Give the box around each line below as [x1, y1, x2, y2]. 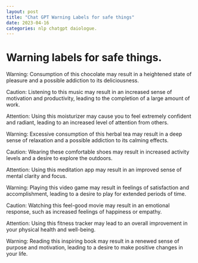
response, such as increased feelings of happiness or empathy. [6, 208, 162, 215]
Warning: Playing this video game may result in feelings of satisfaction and [6, 184, 190, 191]
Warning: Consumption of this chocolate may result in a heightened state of [6, 71, 192, 78]
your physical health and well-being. [6, 226, 96, 233]
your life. [6, 251, 28, 258]
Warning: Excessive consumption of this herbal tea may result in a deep [6, 130, 182, 137]
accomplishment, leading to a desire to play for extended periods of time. [6, 190, 187, 198]
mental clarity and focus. [6, 173, 67, 180]
